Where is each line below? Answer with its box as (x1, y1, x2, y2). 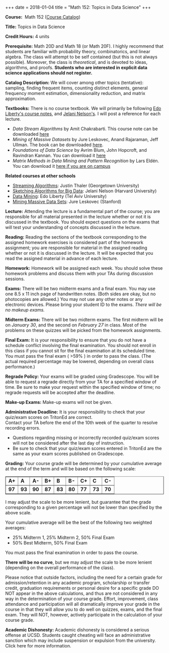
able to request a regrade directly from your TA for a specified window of (5, 379, 157, 385)
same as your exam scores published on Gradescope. (12, 451, 124, 457)
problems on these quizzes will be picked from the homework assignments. (5, 328, 162, 333)
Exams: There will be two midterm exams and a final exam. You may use (5, 286, 156, 291)
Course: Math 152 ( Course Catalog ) (5, 14, 80, 20)
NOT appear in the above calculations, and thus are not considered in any (5, 590, 158, 596)
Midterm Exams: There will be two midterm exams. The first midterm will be (5, 316, 163, 322)
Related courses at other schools (5, 173, 76, 179)
